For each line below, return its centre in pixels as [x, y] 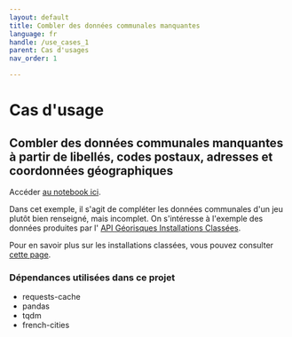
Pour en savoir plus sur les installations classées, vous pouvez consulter [141, 245]
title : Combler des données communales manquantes [105, 26]
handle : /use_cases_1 [49, 42]
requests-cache [51, 297]
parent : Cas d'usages [49, 51]
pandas [36, 306]
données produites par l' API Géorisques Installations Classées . [125, 228]
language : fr [33, 34]
